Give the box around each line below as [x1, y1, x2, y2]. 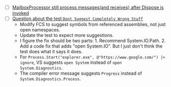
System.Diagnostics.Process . [19, 76, 81, 82]
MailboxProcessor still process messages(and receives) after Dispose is [12, 5, 164, 10]
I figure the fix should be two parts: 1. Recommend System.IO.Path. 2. [19, 38, 166, 44]
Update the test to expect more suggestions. [19, 32, 114, 38]
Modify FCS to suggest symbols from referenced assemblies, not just [19, 21, 166, 28]
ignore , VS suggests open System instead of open [19, 59, 122, 66]
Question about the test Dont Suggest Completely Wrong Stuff [12, 15, 143, 22]
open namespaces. [19, 27, 61, 33]
